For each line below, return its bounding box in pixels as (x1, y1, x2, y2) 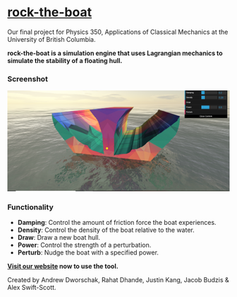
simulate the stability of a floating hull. (7, 56, 123, 64)
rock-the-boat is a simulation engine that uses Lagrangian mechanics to (7, 49, 224, 57)
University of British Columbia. (7, 35, 97, 43)
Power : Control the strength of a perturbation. (17, 241, 152, 250)
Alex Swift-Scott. (7, 284, 56, 292)
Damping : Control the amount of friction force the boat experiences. (17, 219, 217, 227)
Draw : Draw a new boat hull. (17, 233, 101, 242)
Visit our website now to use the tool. (7, 262, 119, 271)
